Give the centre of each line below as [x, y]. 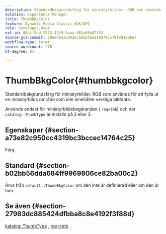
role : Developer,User [28, 28]
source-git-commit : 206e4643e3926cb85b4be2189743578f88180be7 [71, 38]
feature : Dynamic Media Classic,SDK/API [48, 24]
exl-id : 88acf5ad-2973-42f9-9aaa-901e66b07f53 [54, 33]
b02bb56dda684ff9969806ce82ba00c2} [72, 173]
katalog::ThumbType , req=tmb [37, 226]
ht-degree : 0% [20, 51]
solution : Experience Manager [37, 14]
